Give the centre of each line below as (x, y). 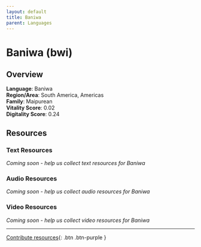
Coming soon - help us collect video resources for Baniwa (78, 220)
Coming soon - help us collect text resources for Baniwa (76, 163)
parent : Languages (29, 23)
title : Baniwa (24, 17)
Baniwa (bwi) (39, 52)
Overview (25, 74)
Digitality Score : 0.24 (33, 114)
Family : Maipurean (29, 102)
